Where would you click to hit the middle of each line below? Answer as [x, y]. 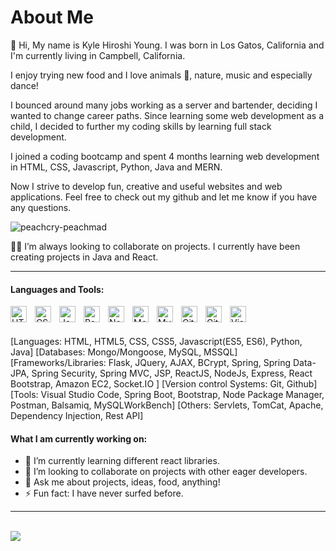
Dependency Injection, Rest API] [77, 416]
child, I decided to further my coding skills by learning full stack [141, 126]
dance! [24, 85]
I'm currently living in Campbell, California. [98, 55]
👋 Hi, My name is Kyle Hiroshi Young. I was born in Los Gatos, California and [167, 45]
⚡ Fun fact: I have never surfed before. [104, 493]
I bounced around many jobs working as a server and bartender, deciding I [164, 105]
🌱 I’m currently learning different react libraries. [122, 461]
